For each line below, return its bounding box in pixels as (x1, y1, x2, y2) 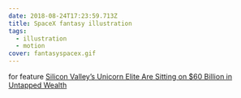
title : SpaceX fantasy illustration (8, 19, 132, 28)
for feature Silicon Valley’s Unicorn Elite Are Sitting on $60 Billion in (8, 72, 233, 81)
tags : (8, 27, 27, 35)
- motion (15, 42, 45, 50)
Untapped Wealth (8, 80, 67, 90)
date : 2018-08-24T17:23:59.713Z (8, 11, 118, 20)
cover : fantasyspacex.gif (8, 49, 96, 58)
